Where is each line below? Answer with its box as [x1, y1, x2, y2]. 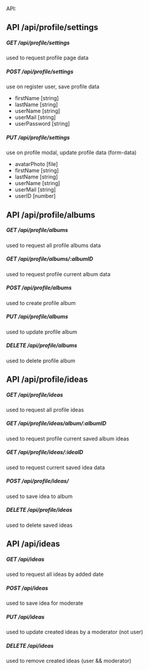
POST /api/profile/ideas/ [6, 478, 69, 485]
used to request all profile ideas [6, 406, 84, 413]
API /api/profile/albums [6, 210, 96, 220]
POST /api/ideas [6, 584, 48, 591]
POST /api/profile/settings [6, 68, 74, 75]
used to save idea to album [6, 493, 73, 500]
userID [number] [14, 192, 56, 200]
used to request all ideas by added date [6, 571, 104, 578]
